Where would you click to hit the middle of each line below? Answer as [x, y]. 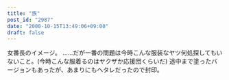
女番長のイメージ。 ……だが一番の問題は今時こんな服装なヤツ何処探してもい [115, 53]
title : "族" [24, 13]
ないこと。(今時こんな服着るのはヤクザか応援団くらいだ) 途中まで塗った [109, 62]
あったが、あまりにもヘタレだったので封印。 [100, 70]
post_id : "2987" [30, 20]
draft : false [26, 32]
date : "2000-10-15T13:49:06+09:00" [58, 26]
